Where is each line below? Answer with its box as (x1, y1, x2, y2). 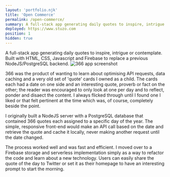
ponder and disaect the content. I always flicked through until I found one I (5, 92, 161, 98)
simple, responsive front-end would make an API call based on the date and (5, 123, 164, 130)
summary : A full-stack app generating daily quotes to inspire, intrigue (5, 21, 165, 27)
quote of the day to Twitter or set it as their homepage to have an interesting (5, 160, 165, 166)
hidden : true (5, 36, 33, 41)
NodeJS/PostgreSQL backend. (5, 61, 70, 67)
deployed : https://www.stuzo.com (5, 26, 76, 32)
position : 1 (5, 31, 30, 36)
